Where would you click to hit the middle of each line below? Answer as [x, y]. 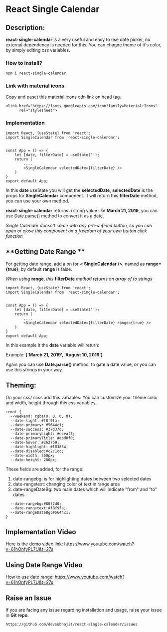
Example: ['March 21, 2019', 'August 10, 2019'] [54, 354]
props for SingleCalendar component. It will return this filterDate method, [82, 195]
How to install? [24, 63]
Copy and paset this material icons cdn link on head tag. [63, 97]
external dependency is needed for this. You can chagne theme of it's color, [83, 45]
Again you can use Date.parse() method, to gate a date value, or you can [81, 364]
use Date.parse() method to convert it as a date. [55, 216]
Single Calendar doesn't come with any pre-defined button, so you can [79, 225]
